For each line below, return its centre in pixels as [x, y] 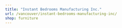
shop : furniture [22, 18]
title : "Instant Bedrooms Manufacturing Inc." [53, 9]
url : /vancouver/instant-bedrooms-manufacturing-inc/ [61, 14]
